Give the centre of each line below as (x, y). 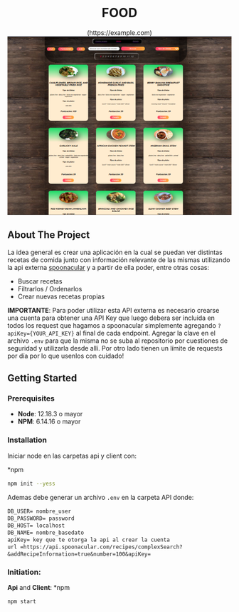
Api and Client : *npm (38, 587)
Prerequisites (31, 398)
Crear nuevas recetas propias (61, 296)
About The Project (49, 235)
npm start (22, 601)
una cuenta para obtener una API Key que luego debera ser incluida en (111, 318)
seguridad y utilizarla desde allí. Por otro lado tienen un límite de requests (115, 348)
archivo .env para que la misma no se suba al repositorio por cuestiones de (118, 341)
